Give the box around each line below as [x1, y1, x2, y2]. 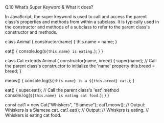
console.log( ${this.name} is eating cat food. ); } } [5, 93, 109, 98]
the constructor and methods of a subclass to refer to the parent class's [5, 24, 150, 30]
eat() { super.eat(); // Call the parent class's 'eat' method [5, 87, 119, 93]
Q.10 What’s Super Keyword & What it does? [5, 4, 94, 10]
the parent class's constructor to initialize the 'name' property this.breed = [5, 63, 155, 69]
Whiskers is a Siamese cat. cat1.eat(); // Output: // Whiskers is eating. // [5, 107, 149, 113]
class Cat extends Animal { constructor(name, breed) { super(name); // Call [5, 58, 157, 63]
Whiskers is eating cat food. [5, 112, 62, 118]
